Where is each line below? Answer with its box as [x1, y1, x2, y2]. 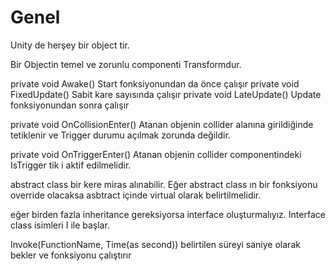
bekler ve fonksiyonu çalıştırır [10, 249, 132, 261]
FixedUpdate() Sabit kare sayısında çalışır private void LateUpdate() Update [10, 88, 322, 100]
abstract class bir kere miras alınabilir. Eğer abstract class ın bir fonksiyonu [10, 178, 318, 190]
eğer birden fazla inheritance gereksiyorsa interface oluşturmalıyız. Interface [10, 208, 326, 220]
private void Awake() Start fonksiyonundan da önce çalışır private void [10, 77, 300, 90]
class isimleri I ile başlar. [10, 219, 110, 231]
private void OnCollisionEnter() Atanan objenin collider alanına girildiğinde [10, 118, 314, 130]
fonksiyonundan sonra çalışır [10, 99, 130, 111]
